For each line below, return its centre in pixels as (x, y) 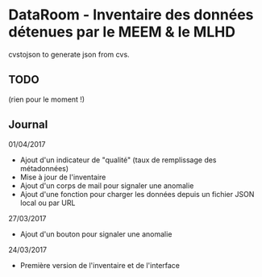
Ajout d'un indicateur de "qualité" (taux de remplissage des (118, 160)
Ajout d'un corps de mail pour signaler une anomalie (107, 185)
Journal (28, 125)
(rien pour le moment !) (47, 99)
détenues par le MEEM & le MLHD (122, 32)
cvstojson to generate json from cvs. (69, 54)
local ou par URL (48, 203)
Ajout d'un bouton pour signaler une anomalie (96, 234)
